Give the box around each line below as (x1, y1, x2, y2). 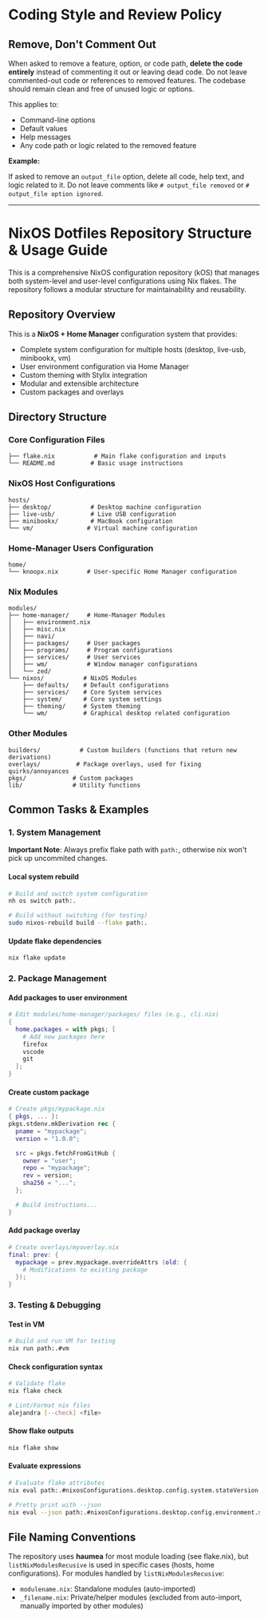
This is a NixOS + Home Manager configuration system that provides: (8, 329, 238, 338)
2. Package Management (8, 973, 107, 984)
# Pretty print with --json (8, 1500, 102, 1509)
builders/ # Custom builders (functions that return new (8, 746, 238, 754)
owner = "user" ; (22, 1156, 77, 1165)
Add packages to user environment (8, 992, 128, 1002)
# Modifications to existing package (22, 1266, 148, 1274)
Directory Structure (8, 411, 108, 424)
